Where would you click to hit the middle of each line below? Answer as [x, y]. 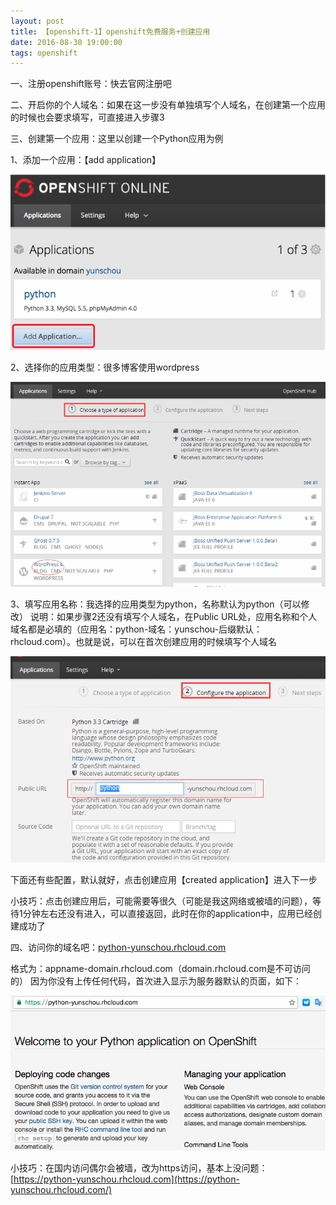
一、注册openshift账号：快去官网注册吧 [91, 84]
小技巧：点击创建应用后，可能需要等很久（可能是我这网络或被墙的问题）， [161, 901]
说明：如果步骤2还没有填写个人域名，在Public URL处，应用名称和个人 [173, 617]
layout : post [37, 21]
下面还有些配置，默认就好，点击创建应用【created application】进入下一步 [164, 879]
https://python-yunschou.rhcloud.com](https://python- [126, 1179]
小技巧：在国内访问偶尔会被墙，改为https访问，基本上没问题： [139, 1168]
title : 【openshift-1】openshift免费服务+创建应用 [110, 31]
